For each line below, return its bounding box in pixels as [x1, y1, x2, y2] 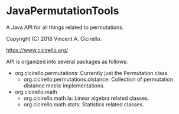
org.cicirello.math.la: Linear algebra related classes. [23, 95, 149, 102]
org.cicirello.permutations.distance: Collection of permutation [23, 76, 173, 83]
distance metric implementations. [23, 82, 105, 89]
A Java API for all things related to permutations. [6, 24, 124, 31]
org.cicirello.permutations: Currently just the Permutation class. [14, 69, 170, 76]
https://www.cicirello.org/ [6, 46, 69, 54]
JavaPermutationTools [6, 4, 119, 18]
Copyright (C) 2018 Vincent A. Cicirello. [6, 35, 102, 42]
